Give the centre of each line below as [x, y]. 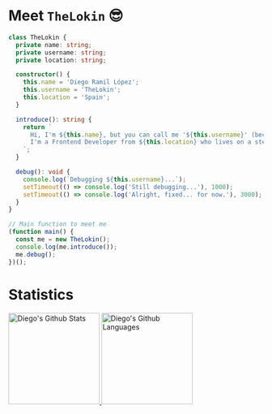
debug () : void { [43, 172]
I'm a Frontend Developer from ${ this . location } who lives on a [140, 142]
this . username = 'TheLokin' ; [72, 90]
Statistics [41, 294]
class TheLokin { [38, 37]
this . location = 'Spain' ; [67, 97]
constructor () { [43, 75]
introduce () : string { [54, 119]
